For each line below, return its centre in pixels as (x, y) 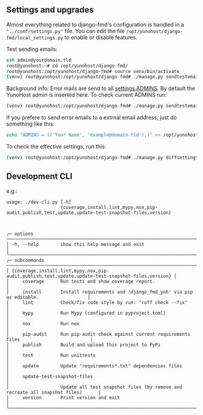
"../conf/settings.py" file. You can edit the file (66, 31)
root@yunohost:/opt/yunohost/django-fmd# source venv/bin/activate (93, 71)
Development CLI (39, 177)
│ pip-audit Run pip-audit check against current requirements (98, 334)
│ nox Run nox (43, 323)
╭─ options (20, 234)
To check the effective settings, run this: (56, 147)
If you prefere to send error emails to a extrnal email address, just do (92, 118)
